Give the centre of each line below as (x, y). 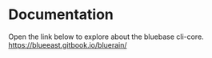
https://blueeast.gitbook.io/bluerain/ (68, 44)
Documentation (61, 15)
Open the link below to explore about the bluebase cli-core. (106, 37)
